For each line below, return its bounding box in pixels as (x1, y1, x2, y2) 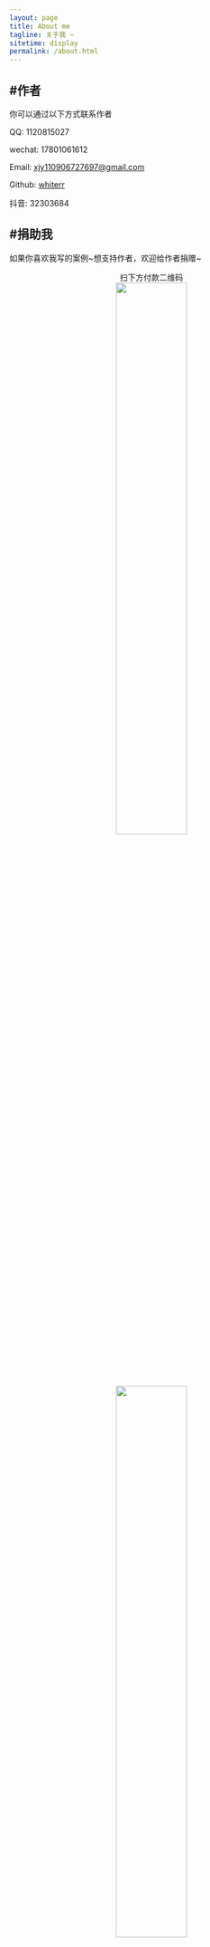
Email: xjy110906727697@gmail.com (9, 161, 145, 172)
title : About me (9, 22, 70, 31)
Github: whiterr (9, 178, 66, 190)
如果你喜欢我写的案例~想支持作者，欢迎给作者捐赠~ (9, 253, 202, 263)
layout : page (9, 13, 59, 23)
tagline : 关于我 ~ (9, 30, 75, 39)
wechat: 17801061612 (9, 144, 88, 155)
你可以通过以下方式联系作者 (9, 108, 113, 119)
